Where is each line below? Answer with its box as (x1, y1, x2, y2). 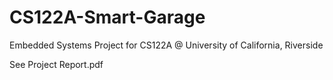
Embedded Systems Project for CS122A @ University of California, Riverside (9, 39, 324, 51)
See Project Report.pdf (9, 58, 104, 70)
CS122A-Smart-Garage (9, 6, 206, 29)
